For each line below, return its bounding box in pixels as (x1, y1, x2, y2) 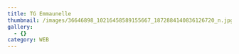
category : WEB (7, 36, 50, 43)
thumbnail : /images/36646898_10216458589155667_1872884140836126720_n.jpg (7, 17, 234, 24)
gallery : (7, 23, 33, 30)
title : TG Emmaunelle (7, 10, 72, 18)
